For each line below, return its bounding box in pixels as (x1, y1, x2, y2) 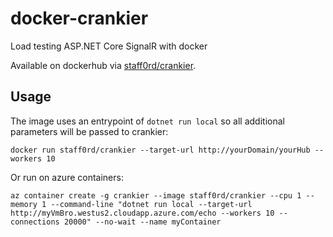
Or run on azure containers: (10, 171, 124, 183)
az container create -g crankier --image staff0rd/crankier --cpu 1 (10, 190, 302, 201)
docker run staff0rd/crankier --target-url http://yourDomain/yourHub (10, 145, 311, 155)
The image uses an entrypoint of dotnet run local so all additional (10, 115, 285, 127)
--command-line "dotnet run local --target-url (50, 199, 253, 209)
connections (10, 217, 60, 227)
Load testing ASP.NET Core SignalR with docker (10, 40, 208, 52)
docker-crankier (10, 7, 149, 30)
